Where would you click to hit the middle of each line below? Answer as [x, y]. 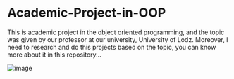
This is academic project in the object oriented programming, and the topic [116, 32]
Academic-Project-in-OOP [87, 13]
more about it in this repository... [55, 55]
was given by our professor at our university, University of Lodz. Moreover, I [118, 39]
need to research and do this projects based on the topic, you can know [112, 47]
